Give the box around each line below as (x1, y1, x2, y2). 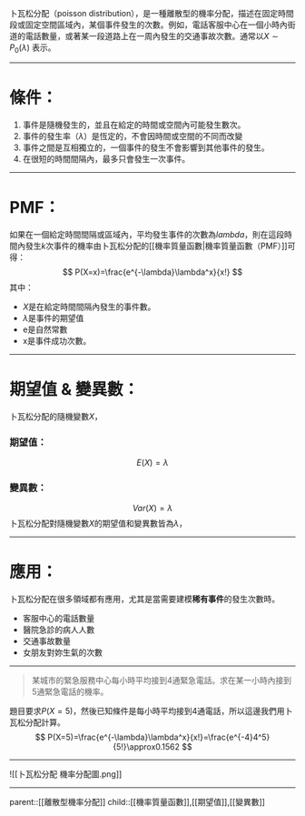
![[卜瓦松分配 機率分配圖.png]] (9, 769, 123, 780)
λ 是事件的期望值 (22, 312, 84, 323)
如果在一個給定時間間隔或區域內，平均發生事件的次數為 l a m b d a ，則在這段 (9, 228, 285, 239)
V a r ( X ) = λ (132, 503, 173, 514)
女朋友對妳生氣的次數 (22, 647, 103, 658)
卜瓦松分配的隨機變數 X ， (9, 410, 103, 421)
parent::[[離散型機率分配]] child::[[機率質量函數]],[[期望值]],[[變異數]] (9, 797, 266, 808)
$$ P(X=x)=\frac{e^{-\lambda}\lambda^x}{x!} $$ (62, 267, 243, 277)
